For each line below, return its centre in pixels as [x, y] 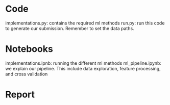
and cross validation [27, 74]
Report [20, 95]
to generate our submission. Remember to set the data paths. [70, 28]
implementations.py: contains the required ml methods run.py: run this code [85, 23]
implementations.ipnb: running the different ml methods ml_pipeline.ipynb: [83, 63]
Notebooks [29, 49]
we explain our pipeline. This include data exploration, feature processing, [83, 68]
